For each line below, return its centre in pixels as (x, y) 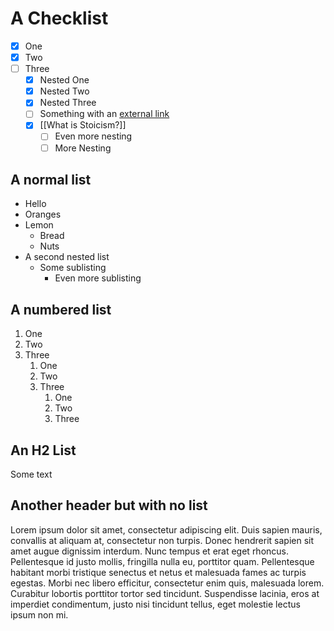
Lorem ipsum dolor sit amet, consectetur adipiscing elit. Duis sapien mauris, (166, 529)
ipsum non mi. (39, 614)
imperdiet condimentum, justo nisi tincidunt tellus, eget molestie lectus (155, 604)
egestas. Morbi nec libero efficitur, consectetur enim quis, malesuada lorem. (167, 583)
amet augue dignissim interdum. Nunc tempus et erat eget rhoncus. (150, 551)
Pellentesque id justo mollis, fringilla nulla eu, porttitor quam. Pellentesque (162, 561)
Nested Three (68, 103)
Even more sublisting (98, 278)
